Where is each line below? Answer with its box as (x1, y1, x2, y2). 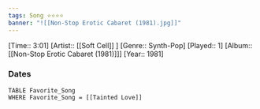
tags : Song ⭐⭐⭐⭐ (8, 11, 65, 20)
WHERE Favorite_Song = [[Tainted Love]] (8, 93, 143, 101)
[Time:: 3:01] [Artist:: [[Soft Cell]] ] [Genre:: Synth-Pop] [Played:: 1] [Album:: (8, 40, 253, 50)
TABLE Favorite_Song (8, 86, 76, 95)
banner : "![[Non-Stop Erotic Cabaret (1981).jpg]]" (8, 19, 181, 27)
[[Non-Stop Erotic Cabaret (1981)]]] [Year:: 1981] (8, 49, 164, 58)
